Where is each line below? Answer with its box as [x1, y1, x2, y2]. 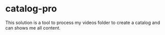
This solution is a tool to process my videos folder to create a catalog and [5, 19, 160, 25]
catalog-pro [5, 3, 57, 14]
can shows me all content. [5, 24, 60, 30]
